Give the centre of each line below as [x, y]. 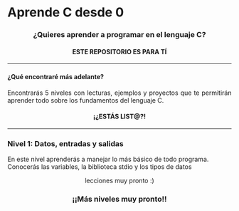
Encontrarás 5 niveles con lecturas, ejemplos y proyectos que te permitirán [119, 93]
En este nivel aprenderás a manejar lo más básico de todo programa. [108, 159]
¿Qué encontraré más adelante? [56, 76]
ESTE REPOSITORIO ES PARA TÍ [119, 51]
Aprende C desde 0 [66, 12]
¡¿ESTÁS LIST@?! [119, 117]
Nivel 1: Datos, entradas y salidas [65, 143]
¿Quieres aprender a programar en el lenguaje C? [119, 35]
